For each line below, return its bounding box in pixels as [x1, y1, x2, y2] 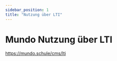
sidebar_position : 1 [5, 7, 49, 13]
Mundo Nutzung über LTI [5, 34, 113, 45]
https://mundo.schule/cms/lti [5, 50, 66, 56]
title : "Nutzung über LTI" [5, 12, 63, 17]
